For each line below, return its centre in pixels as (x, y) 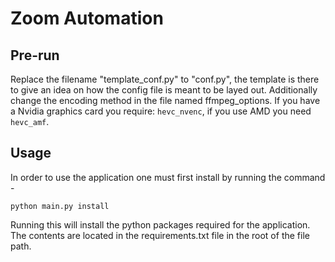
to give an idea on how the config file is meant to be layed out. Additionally (164, 90)
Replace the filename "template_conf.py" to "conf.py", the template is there (165, 79)
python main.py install (60, 206)
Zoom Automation (87, 18)
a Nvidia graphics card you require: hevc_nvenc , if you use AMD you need (161, 111)
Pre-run (35, 55)
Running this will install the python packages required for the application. (160, 224)
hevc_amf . (30, 121)
